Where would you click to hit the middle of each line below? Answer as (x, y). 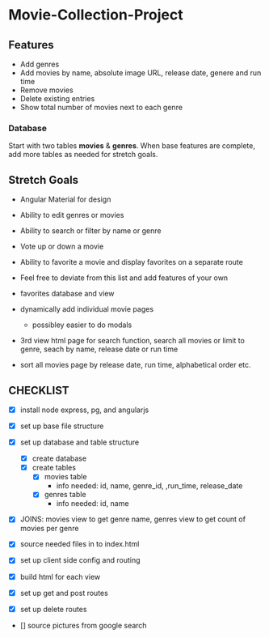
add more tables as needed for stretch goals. (83, 155)
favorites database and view (67, 294)
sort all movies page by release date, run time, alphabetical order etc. (136, 365)
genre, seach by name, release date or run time (99, 349)
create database (59, 458)
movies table (65, 477)
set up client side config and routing (80, 560)
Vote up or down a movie (62, 247)
